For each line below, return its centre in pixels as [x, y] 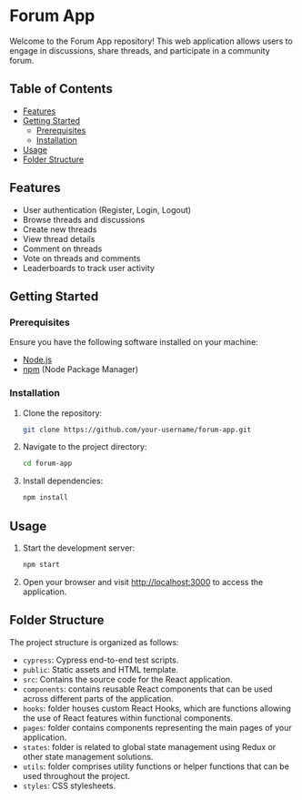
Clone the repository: [62, 413]
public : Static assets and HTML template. [101, 669]
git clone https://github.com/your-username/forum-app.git [137, 430]
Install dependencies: [63, 481]
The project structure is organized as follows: [94, 642]
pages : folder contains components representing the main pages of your [157, 727]
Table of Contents [61, 89]
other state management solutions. [88, 756]
